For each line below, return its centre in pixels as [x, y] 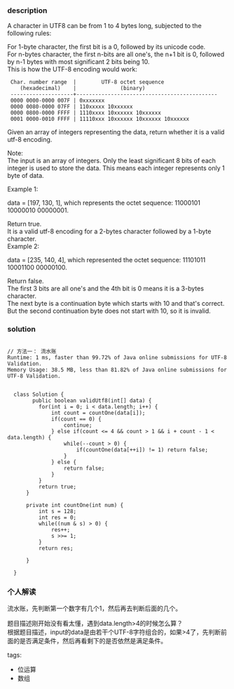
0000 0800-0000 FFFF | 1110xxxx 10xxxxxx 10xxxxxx [85, 113]
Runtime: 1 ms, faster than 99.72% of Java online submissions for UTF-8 [117, 357]
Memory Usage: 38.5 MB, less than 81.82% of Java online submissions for [117, 370]
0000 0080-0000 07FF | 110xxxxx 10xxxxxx [71, 107]
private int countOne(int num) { [75, 505]
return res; [56, 548]
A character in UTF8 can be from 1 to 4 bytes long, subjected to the [104, 26]
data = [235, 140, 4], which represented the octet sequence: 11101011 [106, 260]
